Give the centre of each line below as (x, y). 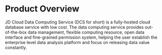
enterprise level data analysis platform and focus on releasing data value (77, 42)
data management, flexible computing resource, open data (86, 32)
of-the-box (16, 32)
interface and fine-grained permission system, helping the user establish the (81, 37)
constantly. (16, 47)
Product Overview (42, 9)
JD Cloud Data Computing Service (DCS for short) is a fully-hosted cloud (78, 22)
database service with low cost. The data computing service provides (74, 27)
